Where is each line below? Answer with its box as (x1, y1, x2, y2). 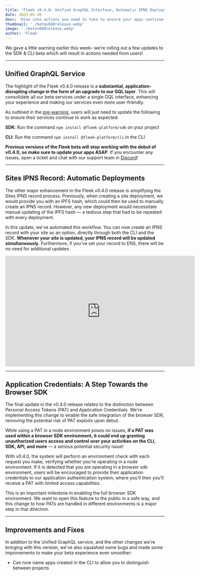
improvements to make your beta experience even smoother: (5, 550, 132, 556)
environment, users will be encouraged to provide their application (5, 469, 144, 476)
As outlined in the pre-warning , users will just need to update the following (5, 109, 161, 115)
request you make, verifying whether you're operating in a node (5, 459, 138, 465)
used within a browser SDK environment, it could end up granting (5, 433, 145, 439)
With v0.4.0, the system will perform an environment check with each (5, 454, 150, 460)
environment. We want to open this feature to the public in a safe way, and (5, 496, 160, 502)
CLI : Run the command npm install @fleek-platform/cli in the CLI (5, 134, 145, 140)
